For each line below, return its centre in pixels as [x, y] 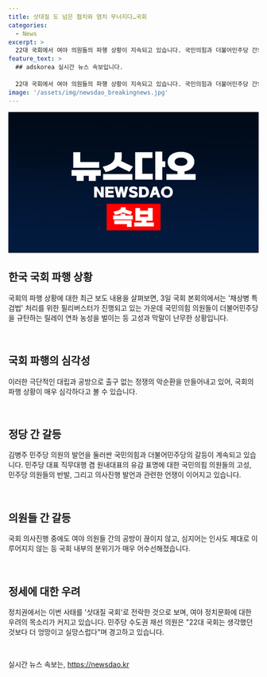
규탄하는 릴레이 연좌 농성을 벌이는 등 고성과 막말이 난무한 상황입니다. [122, 318]
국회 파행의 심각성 [49, 361]
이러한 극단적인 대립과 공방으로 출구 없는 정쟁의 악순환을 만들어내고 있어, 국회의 [131, 382]
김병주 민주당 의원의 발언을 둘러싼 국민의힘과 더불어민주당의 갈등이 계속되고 [125, 455]
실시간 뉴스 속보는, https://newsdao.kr [69, 664]
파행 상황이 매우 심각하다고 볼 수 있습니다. [73, 391]
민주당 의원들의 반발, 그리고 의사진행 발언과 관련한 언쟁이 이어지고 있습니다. [125, 475]
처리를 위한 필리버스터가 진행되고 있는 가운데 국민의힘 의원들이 [122, 307]
